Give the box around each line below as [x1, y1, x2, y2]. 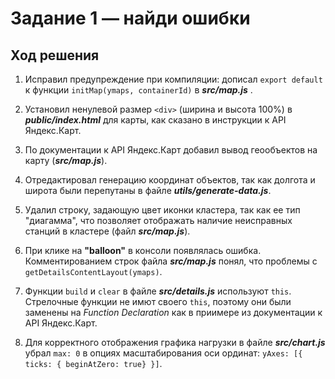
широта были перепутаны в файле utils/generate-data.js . [24, 185, 272, 196]
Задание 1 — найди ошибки [10, 7, 251, 30]
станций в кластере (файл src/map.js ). [24, 225, 191, 237]
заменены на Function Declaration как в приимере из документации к [24, 307, 323, 318]
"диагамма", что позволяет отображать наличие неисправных [24, 215, 293, 226]
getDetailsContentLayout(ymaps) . [24, 266, 163, 277]
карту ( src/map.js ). [24, 155, 108, 166]
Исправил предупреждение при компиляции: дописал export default [24, 73, 323, 85]
